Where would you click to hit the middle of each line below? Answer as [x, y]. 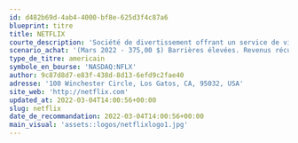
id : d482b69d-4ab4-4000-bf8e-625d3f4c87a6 [89, 17]
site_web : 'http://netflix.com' [69, 91]
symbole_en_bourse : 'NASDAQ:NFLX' [73, 68]
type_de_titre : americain [57, 59]
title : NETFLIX [37, 34]
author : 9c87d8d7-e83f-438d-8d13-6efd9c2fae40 [97, 75]
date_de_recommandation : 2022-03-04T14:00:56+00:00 [106, 116]
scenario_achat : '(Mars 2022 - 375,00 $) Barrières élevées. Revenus [141, 51]
